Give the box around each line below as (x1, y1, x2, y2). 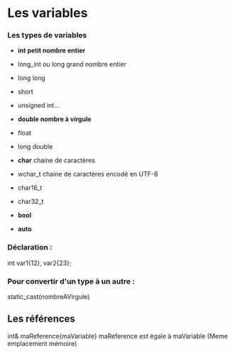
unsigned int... (17, 101, 60, 110)
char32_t (17, 197, 44, 206)
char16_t (17, 184, 43, 192)
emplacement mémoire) (7, 339, 77, 348)
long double (17, 142, 53, 151)
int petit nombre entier (17, 46, 86, 55)
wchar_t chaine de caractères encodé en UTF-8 (17, 170, 158, 179)
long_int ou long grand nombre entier (17, 60, 126, 69)
